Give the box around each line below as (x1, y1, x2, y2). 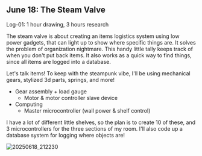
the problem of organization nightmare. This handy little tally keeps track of (6, 45, 193, 52)
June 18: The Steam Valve (6, 5, 106, 15)
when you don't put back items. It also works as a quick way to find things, (6, 51, 192, 59)
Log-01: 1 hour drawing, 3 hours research (6, 20, 109, 28)
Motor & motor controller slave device (24, 94, 118, 101)
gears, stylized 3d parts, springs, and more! (6, 76, 115, 83)
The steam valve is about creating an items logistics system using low (6, 33, 180, 40)
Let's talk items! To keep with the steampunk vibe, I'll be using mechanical (6, 69, 191, 77)
